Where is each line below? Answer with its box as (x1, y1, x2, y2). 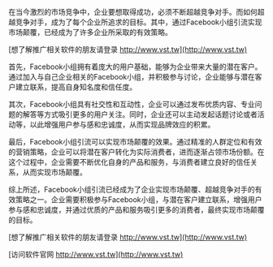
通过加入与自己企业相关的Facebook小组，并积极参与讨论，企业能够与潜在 (8, 72, 255, 81)
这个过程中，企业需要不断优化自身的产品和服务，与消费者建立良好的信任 (8, 157, 250, 166)
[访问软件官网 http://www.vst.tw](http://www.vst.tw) (8, 250, 184, 259)
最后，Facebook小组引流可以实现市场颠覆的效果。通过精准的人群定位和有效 (8, 137, 262, 146)
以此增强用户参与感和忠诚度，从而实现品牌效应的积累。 (29, 120, 215, 129)
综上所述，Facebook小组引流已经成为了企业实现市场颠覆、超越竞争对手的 (8, 185, 255, 194)
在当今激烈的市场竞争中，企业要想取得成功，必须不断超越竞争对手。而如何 (8, 7, 258, 16)
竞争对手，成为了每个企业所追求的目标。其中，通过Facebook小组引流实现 (15, 17, 262, 27)
